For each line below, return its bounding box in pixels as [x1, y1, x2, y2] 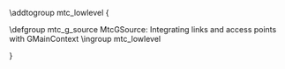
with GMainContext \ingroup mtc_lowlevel [9, 34, 161, 44]
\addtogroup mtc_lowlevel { [9, 8, 109, 17]
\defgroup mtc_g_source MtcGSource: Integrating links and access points [9, 24, 277, 34]
